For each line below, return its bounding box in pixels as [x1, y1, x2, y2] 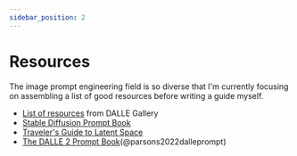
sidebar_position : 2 [9, 12, 87, 22]
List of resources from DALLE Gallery [21, 108, 159, 119]
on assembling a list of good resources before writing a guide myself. [9, 90, 264, 101]
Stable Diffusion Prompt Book [21, 117, 131, 127]
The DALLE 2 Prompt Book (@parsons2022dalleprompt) [21, 135, 227, 147]
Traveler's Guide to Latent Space [21, 127, 144, 137]
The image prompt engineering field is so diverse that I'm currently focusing [9, 81, 289, 92]
